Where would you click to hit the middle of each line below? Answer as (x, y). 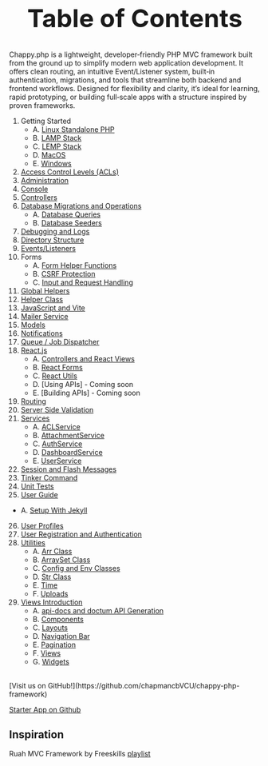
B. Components (58, 619)
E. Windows (52, 163)
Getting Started (45, 121)
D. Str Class (52, 576)
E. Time (45, 585)
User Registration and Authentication (81, 534)
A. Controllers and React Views (83, 358)
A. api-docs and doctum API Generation (98, 610)
